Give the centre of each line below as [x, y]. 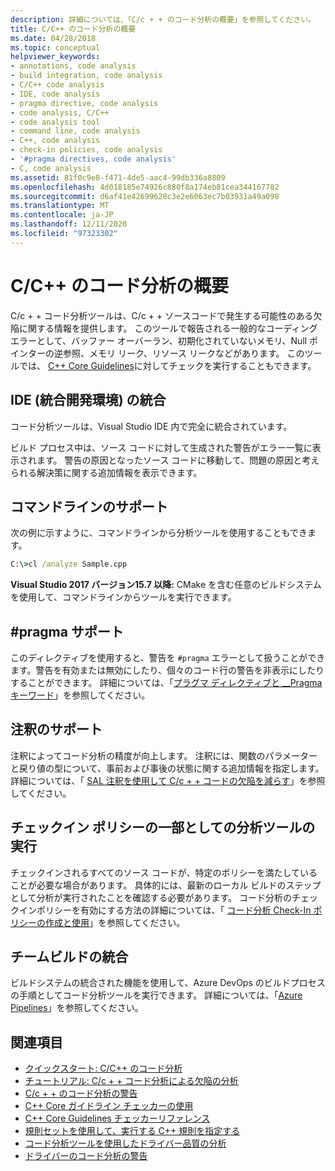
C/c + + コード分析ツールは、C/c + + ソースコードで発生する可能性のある [162, 315]
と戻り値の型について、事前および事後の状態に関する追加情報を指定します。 [167, 768]
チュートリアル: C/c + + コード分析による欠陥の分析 [131, 1081]
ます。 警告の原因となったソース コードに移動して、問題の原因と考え [178, 460]
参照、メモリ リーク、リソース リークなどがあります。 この [183, 353]
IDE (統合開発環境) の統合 [88, 400]
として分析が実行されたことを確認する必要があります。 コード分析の [151, 897]
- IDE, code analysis [55, 94]
